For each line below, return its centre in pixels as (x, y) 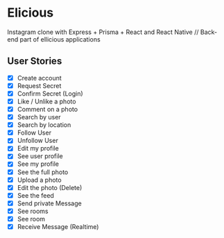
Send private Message (49, 203)
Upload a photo (39, 180)
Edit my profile (38, 148)
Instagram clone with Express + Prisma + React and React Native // (103, 32)
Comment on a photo (48, 109)
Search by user (39, 117)
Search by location (44, 125)
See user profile (40, 156)
